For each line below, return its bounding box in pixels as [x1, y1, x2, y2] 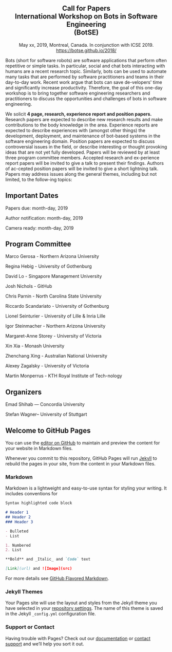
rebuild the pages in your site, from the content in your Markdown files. [5, 461, 156, 467]
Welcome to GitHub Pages [5, 426, 91, 435]
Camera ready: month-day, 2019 [5, 225, 74, 231]
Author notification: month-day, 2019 [5, 215, 83, 221]
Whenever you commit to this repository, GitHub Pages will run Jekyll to [5, 455, 158, 461]
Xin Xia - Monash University [5, 343, 65, 349]
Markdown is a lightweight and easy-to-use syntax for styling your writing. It [5, 485, 167, 491]
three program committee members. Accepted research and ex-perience [5, 154, 160, 161]
